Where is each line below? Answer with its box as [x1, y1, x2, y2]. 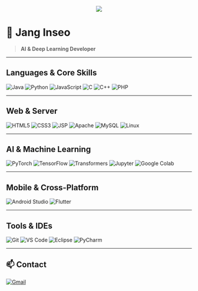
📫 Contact [6, 260, 47, 270]
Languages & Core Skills [6, 68, 97, 78]
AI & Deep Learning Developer [20, 45, 96, 52]
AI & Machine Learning [6, 144, 91, 154]
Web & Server [6, 106, 58, 116]
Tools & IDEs [6, 221, 53, 231]
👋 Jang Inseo [6, 26, 71, 39]
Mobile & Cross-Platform [6, 183, 99, 193]
